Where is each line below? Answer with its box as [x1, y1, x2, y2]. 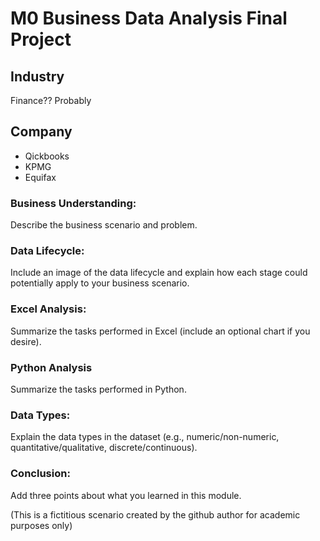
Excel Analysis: [10, 302, 87, 316]
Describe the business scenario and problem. [10, 219, 198, 231]
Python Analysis [10, 360, 93, 374]
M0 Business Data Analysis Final [10, 7, 288, 30]
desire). [10, 335, 42, 347]
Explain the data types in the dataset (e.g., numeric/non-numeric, [10, 431, 280, 443]
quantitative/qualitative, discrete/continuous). [10, 442, 198, 454]
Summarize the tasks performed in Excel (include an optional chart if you [10, 325, 311, 337]
